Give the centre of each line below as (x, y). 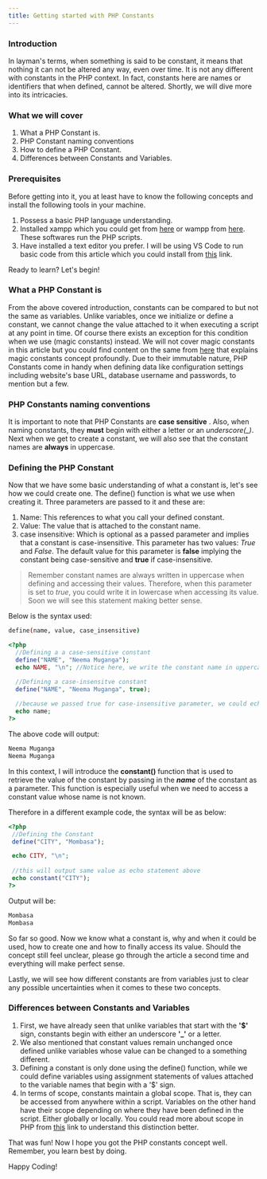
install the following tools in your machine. (77, 205)
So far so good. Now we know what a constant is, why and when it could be (132, 938)
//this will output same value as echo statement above (106, 871)
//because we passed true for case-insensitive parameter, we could (131, 704)
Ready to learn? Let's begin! (54, 269)
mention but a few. (39, 383)
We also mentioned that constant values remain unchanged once (126, 1042)
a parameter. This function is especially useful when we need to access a (128, 788)
